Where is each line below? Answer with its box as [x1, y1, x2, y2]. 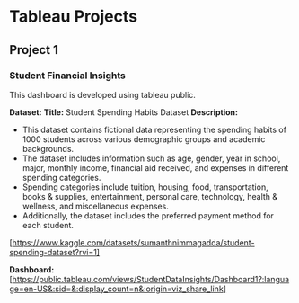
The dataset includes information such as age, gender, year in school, [22, 153, 281, 164]
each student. [22, 219, 75, 230]
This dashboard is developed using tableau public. [9, 89, 196, 100]
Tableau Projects [9, 6, 137, 27]
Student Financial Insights [9, 69, 126, 82]
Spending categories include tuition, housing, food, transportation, [22, 182, 268, 192]
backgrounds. [22, 143, 75, 154]
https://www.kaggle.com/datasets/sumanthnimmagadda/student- [12, 236, 255, 248]
